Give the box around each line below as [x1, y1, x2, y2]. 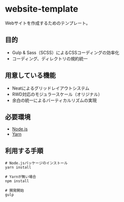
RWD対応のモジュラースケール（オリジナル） [12, 91, 103, 97]
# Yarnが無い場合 [5, 174, 36, 180]
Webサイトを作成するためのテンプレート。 [5, 20, 91, 26]
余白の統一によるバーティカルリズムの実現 [12, 97, 97, 103]
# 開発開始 [5, 188, 24, 193]
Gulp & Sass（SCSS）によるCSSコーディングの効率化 [12, 50, 120, 55]
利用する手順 [5, 147, 44, 155]
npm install [5, 179, 29, 184]
